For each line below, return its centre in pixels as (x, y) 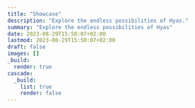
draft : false (27, 47)
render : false (41, 93)
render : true (33, 67)
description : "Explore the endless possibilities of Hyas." (98, 21)
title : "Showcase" (34, 14)
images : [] (23, 54)
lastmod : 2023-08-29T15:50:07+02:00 (61, 40)
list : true (36, 87)
